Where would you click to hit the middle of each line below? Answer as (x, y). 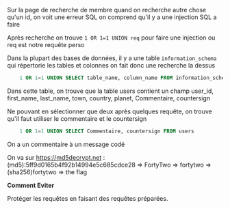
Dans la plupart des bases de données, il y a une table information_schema (112, 58)
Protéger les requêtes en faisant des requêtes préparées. (88, 198)
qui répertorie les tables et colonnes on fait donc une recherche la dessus (111, 65)
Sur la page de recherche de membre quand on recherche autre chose (107, 10)
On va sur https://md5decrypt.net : (56, 157)
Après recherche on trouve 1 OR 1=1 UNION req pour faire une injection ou (111, 38)
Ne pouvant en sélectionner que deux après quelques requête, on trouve (110, 111)
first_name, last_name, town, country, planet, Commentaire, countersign (109, 98)
